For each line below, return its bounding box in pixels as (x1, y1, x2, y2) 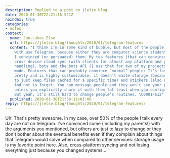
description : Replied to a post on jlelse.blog (5, 7, 108, 13)
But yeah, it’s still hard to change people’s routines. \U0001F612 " (14, 92, 164, 97)
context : (5, 31, 24, 36)
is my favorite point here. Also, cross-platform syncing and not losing (5, 142, 149, 148)
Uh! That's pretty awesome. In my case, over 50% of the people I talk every (5, 115, 163, 121)
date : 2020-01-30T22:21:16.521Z (5, 12, 73, 17)
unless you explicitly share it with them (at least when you (14, 87, 148, 92)
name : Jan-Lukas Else (10, 36, 56, 41)
